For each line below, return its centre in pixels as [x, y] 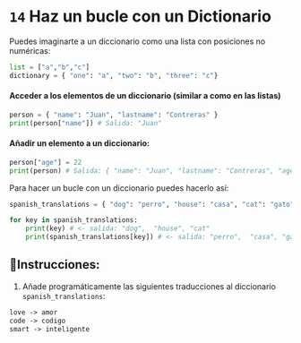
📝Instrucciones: [55, 265]
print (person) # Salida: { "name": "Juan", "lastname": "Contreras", [142, 171]
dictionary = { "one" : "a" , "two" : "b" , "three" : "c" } [114, 75]
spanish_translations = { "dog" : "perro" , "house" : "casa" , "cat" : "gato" [152, 204]
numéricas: [30, 50]
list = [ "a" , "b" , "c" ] [50, 67]
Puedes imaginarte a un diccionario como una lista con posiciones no [138, 41]
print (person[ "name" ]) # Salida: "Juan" [86, 123]
